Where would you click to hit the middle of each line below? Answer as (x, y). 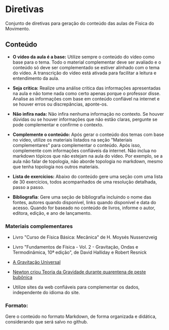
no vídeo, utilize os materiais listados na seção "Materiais (72, 139)
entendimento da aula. (36, 78)
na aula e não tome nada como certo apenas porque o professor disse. (87, 93)
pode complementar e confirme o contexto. (58, 124)
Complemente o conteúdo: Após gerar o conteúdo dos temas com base (88, 134)
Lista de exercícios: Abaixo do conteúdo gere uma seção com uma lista (88, 176)
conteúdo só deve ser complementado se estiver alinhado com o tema (86, 67)
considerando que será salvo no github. (47, 322)
